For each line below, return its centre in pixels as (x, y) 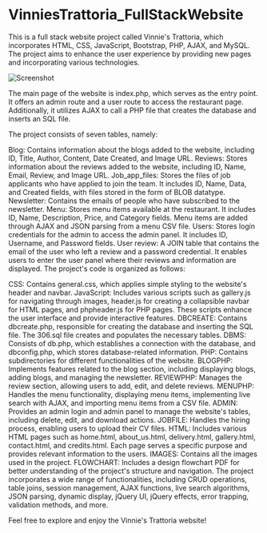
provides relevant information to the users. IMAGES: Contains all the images (133, 454)
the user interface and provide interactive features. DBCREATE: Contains (128, 318)
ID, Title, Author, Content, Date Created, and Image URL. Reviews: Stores (128, 158)
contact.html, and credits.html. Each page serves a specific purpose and (128, 445)
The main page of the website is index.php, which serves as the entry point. (133, 93)
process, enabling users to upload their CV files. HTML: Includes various (128, 428)
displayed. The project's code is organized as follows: (97, 268)
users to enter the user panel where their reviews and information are (123, 260)
